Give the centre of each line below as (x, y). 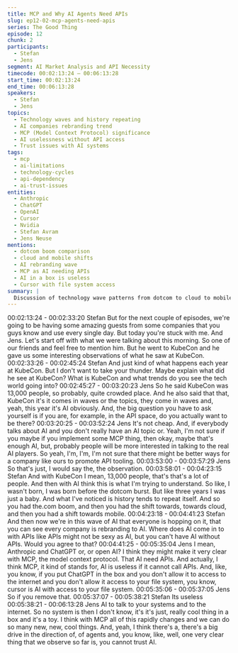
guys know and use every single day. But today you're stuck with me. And (115, 333)
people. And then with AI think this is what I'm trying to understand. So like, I (119, 484)
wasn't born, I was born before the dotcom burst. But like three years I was (117, 491)
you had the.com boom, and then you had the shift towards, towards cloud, (117, 506)
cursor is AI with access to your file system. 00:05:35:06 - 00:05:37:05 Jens (119, 589)
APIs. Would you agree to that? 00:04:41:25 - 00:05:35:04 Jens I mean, (112, 544)
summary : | (23, 291)
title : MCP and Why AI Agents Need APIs (68, 14)
